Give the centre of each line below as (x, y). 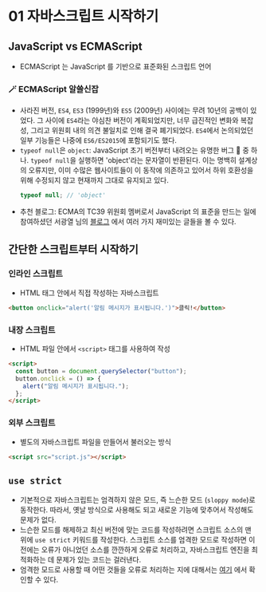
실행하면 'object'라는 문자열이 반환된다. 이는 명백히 (158, 160)
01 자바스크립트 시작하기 (84, 16)
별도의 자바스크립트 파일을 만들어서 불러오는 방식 (95, 442)
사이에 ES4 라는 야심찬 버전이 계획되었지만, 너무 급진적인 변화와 (142, 120)
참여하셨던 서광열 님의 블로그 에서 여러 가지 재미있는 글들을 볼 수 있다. (128, 222)
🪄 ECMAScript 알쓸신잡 (54, 89)
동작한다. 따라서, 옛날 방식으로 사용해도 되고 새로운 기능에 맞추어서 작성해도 (137, 510)
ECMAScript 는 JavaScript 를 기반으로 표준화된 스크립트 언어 (115, 66)
